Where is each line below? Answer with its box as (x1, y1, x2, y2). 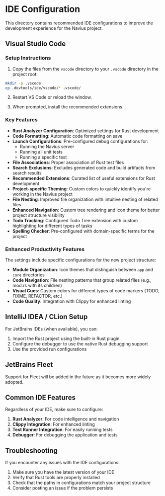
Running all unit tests (19, 149, 63, 155)
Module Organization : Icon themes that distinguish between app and (12, 266, 153, 272)
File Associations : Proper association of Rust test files (12, 159, 124, 165)
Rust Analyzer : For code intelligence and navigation (12, 416, 119, 422)
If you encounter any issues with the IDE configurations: (5, 460, 120, 466)
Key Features (5, 116, 38, 123)
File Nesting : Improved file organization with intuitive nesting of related (12, 196, 158, 202)
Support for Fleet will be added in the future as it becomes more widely (5, 374, 151, 380)
